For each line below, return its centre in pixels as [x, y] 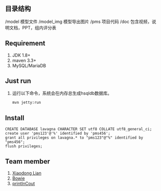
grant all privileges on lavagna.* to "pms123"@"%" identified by [74, 138]
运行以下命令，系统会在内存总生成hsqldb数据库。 [62, 93]
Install [15, 118]
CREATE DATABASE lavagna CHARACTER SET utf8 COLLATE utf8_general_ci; [79, 129]
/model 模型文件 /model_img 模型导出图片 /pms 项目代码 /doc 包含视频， [79, 22]
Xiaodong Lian [27, 173]
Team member [28, 161]
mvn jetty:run [26, 103]
